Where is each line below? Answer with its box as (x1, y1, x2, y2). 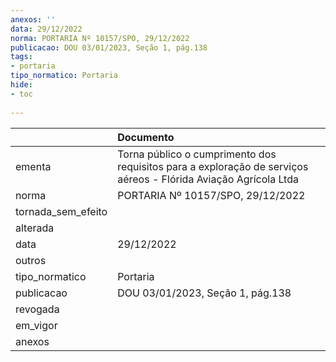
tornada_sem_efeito (15, 204, 108, 218)
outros (15, 253, 47, 267)
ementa (15, 159, 52, 173)
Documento (117, 130, 175, 144)
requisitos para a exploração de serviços (117, 159, 309, 173)
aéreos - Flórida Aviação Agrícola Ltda (117, 172, 299, 186)
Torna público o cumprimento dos (117, 147, 277, 161)
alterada (15, 221, 55, 235)
